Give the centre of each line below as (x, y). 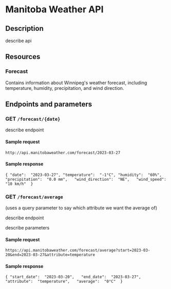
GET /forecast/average (34, 197)
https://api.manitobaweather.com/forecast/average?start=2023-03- (78, 251)
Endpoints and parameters (49, 104)
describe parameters (27, 228)
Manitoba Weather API (54, 9)
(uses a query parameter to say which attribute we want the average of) (81, 208)
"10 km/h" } (19, 184)
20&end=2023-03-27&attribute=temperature (50, 255)
